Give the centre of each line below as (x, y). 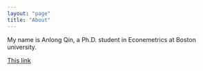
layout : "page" (29, 13)
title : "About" (29, 20)
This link (19, 60)
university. (22, 47)
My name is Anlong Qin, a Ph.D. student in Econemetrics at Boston (102, 39)
